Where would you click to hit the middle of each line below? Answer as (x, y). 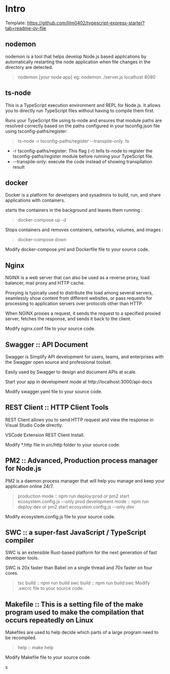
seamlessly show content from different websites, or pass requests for (79, 298)
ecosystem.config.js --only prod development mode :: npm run (83, 501)
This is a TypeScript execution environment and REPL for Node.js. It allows (83, 105)
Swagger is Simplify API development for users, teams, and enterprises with (84, 357)
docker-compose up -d (42, 220)
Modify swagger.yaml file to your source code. (54, 391)
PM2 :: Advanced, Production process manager (82, 461)
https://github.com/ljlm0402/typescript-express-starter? (86, 23)
